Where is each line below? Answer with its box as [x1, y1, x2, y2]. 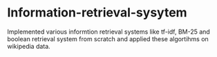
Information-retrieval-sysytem [7, 5, 188, 21]
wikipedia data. [7, 42, 50, 50]
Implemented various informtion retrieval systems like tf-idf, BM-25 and [7, 27, 211, 36]
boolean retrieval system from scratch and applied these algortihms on [7, 34, 209, 43]
